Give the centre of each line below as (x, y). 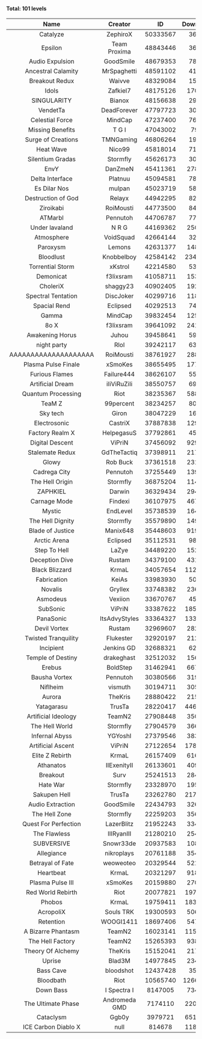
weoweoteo (120, 863)
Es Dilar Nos (52, 188)
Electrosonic (52, 423)
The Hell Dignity (52, 521)
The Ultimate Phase (51, 1004)
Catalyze (51, 34)
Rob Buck (120, 462)
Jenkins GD (120, 648)
